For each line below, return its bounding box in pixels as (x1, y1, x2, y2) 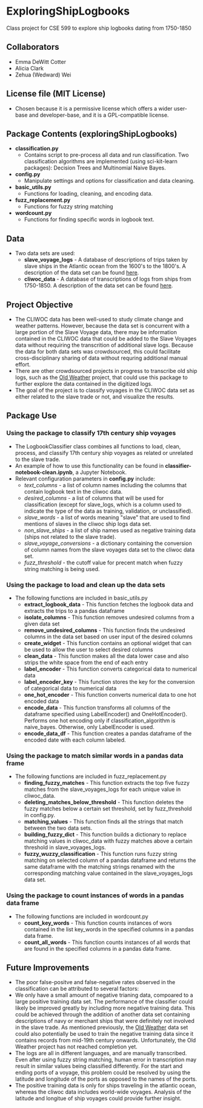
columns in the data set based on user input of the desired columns (24, 633, 193, 640)
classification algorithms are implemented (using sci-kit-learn (24, 158, 178, 165)
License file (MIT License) (6, 89, 106, 99)
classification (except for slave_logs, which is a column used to (24, 501, 182, 508)
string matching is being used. (24, 565, 100, 572)
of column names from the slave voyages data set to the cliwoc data (24, 545, 195, 553)
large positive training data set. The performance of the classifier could (15, 998, 193, 1005)
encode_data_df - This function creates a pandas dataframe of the (24, 730, 192, 737)
